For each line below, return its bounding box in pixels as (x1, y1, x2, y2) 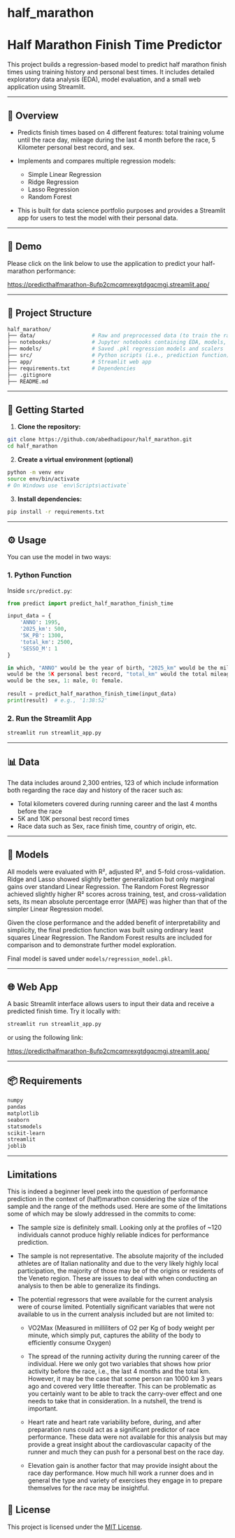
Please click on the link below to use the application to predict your (7, 259, 201, 267)
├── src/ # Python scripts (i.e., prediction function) (7, 352, 230, 359)
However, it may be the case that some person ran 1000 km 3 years (27, 1374, 222, 1383)
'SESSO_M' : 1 (20, 645, 58, 652)
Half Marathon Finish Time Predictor (7, 37, 222, 53)
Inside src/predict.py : (7, 586, 72, 594)
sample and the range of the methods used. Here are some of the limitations (7, 1202, 227, 1210)
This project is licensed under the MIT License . (7, 1523, 143, 1531)
